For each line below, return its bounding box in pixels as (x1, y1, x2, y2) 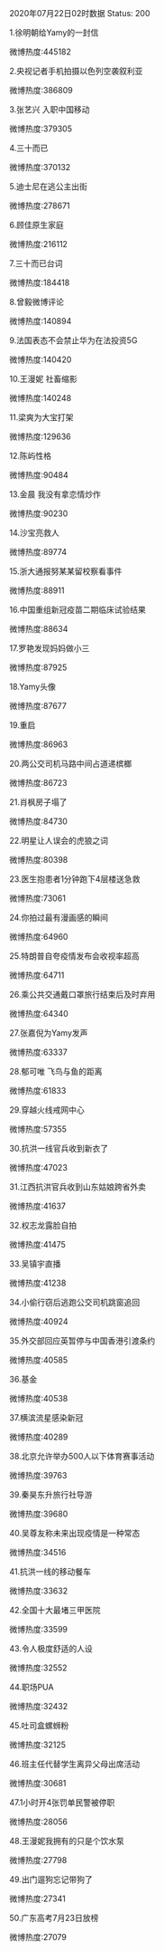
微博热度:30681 (9, 1778, 67, 1788)
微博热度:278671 (9, 200, 70, 211)
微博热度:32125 (9, 1739, 66, 1750)
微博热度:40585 (9, 1354, 68, 1365)
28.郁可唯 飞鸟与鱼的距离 (9, 1066, 103, 1076)
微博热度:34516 (9, 1547, 67, 1557)
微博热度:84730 (9, 816, 68, 827)
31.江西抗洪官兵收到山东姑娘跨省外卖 (9, 1181, 147, 1192)
